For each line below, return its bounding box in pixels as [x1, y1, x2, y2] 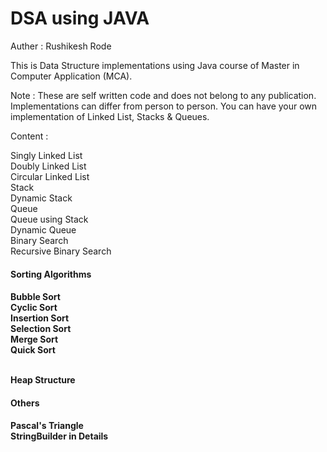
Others [10, 397, 40, 409]
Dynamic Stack [10, 192, 73, 204]
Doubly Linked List [10, 160, 87, 172]
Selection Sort [10, 323, 72, 335]
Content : [10, 130, 49, 142]
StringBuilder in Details [10, 430, 109, 442]
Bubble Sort [10, 291, 61, 303]
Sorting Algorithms [10, 268, 92, 280]
